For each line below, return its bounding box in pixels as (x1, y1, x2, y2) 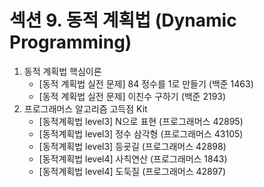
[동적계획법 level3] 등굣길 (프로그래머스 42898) (38, 140, 227, 152)
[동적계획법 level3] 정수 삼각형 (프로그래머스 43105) (38, 127, 244, 140)
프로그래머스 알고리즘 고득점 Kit (23, 102, 148, 115)
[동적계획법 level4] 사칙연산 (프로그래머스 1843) (38, 152, 228, 165)
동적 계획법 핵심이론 (23, 65, 102, 77)
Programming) (9, 31, 132, 54)
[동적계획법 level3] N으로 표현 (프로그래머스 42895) (38, 115, 244, 127)
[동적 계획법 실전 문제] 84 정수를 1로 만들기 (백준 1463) (38, 77, 254, 90)
